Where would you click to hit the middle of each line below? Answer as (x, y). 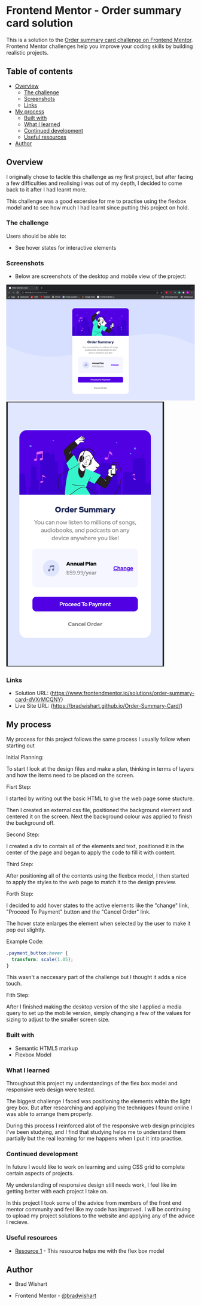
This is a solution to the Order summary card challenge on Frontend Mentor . (100, 40)
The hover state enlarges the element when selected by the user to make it (98, 923)
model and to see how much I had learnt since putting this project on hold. (98, 207)
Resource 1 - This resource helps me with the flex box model (89, 1251)
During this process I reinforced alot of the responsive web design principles (100, 1126)
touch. (14, 984)
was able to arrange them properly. (49, 1114)
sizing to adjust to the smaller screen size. (58, 1020)
